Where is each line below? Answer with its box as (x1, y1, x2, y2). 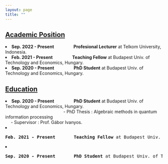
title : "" (5, 12, 26, 17)
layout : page (5, 7, 32, 12)
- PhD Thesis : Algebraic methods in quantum (63, 108, 157, 115)
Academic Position (5, 30, 65, 39)
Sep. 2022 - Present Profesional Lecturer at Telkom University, (11, 43, 161, 50)
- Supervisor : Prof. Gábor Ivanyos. (10, 119, 82, 125)
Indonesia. (5, 49, 27, 55)
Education (5, 84, 38, 93)
